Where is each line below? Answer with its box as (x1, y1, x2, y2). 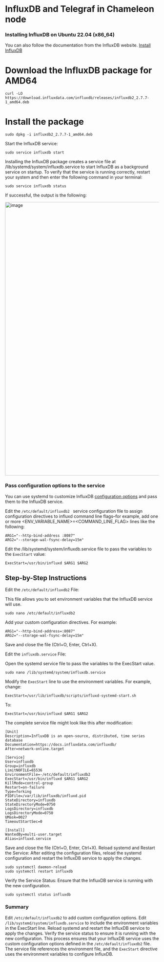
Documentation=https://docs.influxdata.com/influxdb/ (5, 742, 117, 747)
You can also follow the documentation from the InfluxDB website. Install (5, 43, 151, 48)
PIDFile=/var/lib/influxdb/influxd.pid (5, 793, 86, 799)
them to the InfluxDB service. (5, 499, 64, 504)
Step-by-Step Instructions (5, 574, 87, 582)
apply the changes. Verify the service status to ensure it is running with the (5, 930, 156, 936)
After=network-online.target (5, 746, 64, 751)
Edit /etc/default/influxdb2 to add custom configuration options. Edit (5, 915, 146, 920)
